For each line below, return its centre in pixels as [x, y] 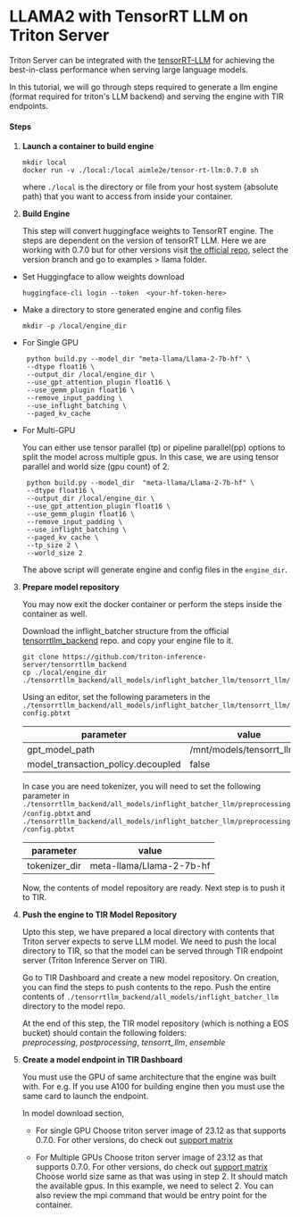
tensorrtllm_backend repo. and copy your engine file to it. [128, 641]
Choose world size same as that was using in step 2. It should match [162, 1177]
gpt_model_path [61, 750]
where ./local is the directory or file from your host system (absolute [150, 187]
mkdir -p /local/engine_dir [74, 326]
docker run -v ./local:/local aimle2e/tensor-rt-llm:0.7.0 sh [140, 171]
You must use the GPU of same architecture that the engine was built [149, 1077]
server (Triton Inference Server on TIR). [95, 961]
